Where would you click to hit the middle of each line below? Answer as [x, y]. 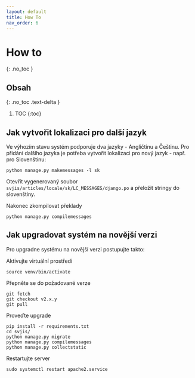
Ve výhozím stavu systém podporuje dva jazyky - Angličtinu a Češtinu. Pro [98, 146]
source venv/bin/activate [38, 272]
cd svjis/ [18, 331]
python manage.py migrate [38, 337]
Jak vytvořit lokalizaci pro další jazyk [77, 132]
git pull [17, 304]
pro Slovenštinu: [26, 159]
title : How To [24, 17]
